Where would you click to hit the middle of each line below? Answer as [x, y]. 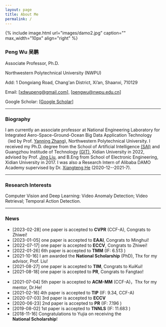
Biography [18, 119]
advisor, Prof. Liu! [30, 261]
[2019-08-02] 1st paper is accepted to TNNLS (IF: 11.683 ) [71, 308]
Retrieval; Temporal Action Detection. [43, 201]
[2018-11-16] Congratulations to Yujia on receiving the [67, 314]
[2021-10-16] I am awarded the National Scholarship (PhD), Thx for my [84, 256]
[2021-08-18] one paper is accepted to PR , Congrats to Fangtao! [78, 272]
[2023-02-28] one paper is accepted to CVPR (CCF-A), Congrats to [81, 229]
